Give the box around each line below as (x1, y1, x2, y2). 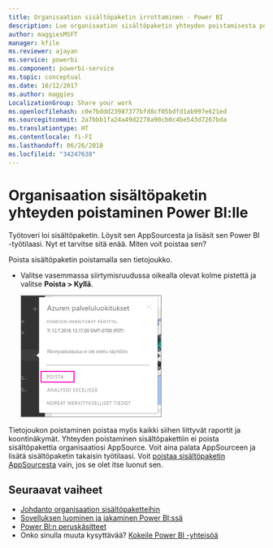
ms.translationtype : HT (8, 124, 89, 133)
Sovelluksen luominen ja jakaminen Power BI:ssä (19, 513, 183, 523)
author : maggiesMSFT (8, 30, 79, 38)
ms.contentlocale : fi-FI (8, 133, 93, 141)
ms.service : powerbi (8, 56, 79, 64)
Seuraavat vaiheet (8, 483, 103, 497)
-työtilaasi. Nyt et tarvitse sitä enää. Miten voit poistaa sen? (8, 239, 207, 248)
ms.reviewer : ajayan (8, 47, 79, 56)
